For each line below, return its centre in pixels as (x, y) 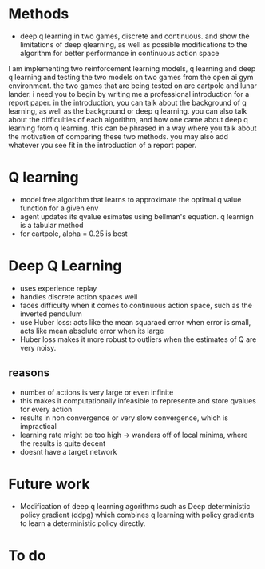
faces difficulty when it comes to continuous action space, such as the (136, 305)
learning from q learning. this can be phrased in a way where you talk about (132, 128)
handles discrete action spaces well (79, 296)
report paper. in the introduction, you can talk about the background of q (128, 102)
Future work (49, 484)
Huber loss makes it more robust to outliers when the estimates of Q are (138, 339)
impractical (38, 426)
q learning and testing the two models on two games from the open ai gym (131, 77)
